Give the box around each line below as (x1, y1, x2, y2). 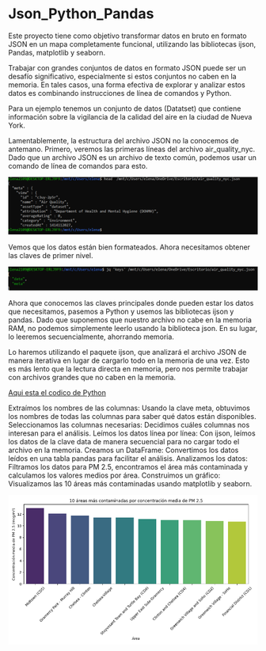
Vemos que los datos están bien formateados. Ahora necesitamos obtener (8, 242, 251, 252)
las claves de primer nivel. (8, 251, 93, 261)
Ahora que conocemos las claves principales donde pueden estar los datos (8, 298, 254, 307)
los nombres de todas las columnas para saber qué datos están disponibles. (8, 411, 256, 421)
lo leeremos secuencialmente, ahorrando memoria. (8, 332, 174, 341)
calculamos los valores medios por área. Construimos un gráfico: (8, 470, 221, 480)
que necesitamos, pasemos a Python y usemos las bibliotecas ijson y (8, 306, 234, 316)
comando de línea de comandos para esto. (8, 161, 148, 170)
